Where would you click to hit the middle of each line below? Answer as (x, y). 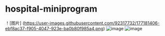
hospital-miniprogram (51, 9)
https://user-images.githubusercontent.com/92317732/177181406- (92, 23)
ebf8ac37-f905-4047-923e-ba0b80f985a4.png (54, 28)
